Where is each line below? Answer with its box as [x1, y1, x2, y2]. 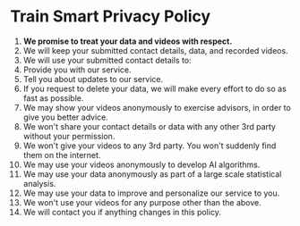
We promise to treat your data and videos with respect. [22, 36, 233, 46]
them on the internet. [22, 149, 101, 160]
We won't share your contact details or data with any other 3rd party [22, 121, 277, 131]
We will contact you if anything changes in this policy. [22, 206, 222, 217]
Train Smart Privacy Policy [10, 6, 211, 27]
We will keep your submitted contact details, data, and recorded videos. [22, 45, 289, 55]
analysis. [22, 178, 56, 188]
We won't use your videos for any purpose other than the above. [22, 197, 262, 207]
